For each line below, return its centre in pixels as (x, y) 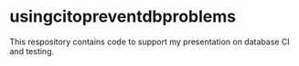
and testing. (32, 51)
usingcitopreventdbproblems (123, 17)
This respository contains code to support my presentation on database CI (149, 42)
